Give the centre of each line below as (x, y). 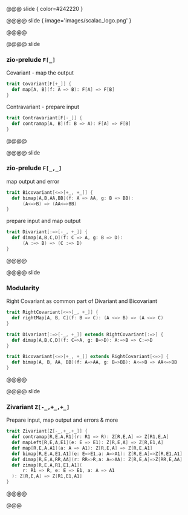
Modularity (23, 288)
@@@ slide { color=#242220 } (45, 9)
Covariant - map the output (40, 73)
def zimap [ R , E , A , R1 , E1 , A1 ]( (47, 465)
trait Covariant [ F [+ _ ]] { (39, 84)
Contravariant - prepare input (43, 107)
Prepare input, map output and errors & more (62, 420)
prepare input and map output (44, 221)
